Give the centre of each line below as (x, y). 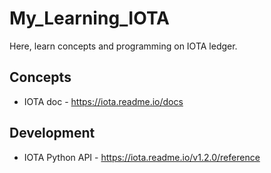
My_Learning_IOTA (90, 18)
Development (52, 133)
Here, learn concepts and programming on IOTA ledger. (123, 46)
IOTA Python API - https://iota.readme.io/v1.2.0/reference (142, 157)
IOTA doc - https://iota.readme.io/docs (103, 101)
